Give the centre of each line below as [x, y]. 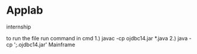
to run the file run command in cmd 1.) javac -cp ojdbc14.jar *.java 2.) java [97, 38]
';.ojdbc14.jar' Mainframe [45, 45]
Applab [25, 10]
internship [19, 27]
